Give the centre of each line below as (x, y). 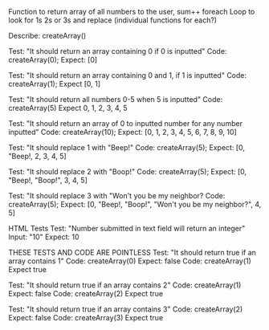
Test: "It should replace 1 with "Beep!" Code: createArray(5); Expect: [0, (126, 147)
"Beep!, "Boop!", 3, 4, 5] (48, 180)
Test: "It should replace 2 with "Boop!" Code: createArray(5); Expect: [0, (128, 171)
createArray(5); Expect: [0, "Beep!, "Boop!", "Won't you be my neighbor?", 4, (135, 204)
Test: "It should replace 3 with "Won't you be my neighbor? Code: (117, 196)
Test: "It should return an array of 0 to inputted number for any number (126, 123)
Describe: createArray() (47, 36)
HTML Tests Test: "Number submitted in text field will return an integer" (127, 228)
